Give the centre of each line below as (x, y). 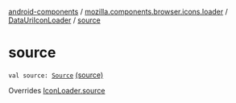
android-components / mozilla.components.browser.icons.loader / (118, 12)
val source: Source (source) (56, 75)
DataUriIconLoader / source (54, 20)
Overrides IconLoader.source (57, 90)
